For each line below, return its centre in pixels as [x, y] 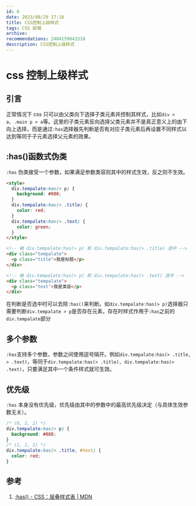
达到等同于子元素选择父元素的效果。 [50, 136]
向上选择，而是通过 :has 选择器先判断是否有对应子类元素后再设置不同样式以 [97, 129]
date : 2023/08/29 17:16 [35, 17]
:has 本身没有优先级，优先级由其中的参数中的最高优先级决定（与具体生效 [95, 405]
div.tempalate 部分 [29, 319]
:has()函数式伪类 [36, 157]
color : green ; [34, 227]
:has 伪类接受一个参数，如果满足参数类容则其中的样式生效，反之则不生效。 [97, 172]
